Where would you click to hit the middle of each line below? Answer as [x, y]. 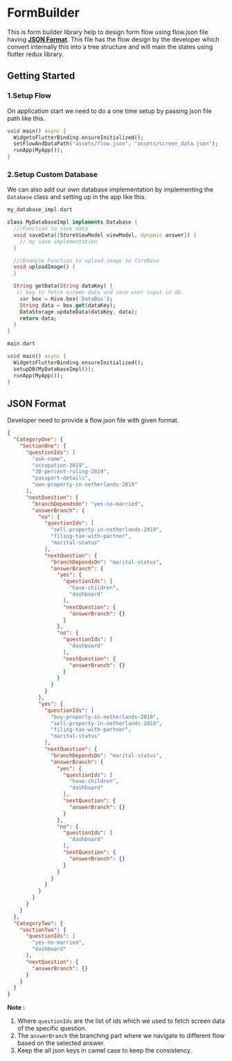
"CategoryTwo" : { [38, 923]
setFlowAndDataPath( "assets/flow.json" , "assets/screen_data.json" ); [116, 144]
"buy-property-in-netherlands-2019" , [105, 717]
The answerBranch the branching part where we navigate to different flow [121, 1036]
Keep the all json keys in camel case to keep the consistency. [105, 1051]
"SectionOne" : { [43, 445]
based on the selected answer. [61, 1043]
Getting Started [41, 76]
